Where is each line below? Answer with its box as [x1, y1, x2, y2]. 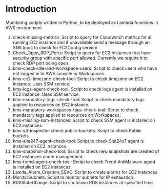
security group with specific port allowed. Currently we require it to [12, 55, 148, 61]
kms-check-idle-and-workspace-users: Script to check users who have [12, 65, 158, 71]
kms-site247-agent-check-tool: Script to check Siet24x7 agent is [12, 138, 144, 144]
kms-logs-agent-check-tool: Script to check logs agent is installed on [12, 86, 153, 92]
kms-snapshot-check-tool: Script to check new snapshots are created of [12, 148, 160, 154]
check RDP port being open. [12, 60, 70, 66]
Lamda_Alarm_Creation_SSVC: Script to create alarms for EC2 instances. [12, 169, 159, 175]
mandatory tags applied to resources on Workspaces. [12, 112, 121, 118]
